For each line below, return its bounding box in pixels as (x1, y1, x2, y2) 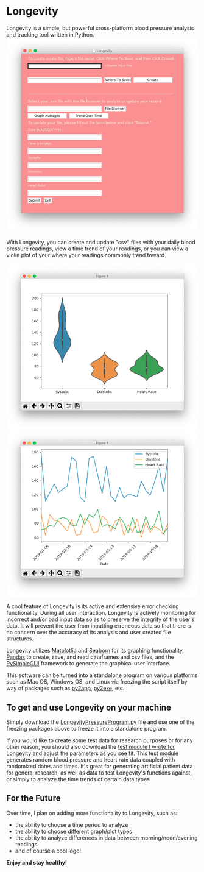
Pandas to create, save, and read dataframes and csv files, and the (6, 653, 175, 661)
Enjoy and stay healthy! (6, 859, 67, 866)
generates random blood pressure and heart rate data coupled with (6, 756, 175, 763)
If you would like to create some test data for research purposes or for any (6, 736, 193, 744)
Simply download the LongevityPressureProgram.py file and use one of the (6, 718, 195, 726)
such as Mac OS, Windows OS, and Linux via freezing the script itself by (6, 678, 188, 686)
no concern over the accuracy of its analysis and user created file (6, 629, 172, 636)
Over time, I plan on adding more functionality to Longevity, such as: (6, 809, 178, 817)
